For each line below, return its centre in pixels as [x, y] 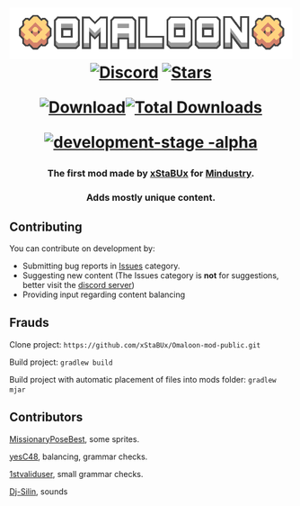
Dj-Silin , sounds [39, 491]
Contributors [46, 417]
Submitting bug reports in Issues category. [101, 266]
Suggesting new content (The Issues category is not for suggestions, [150, 276]
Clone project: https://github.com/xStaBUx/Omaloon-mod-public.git [135, 344]
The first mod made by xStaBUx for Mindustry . [151, 174]
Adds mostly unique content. [151, 198]
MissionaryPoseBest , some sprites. [75, 438]
